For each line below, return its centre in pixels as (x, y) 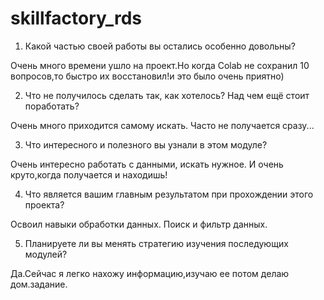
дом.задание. (39, 284)
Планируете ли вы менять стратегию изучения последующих (156, 243)
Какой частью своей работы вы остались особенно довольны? (160, 46)
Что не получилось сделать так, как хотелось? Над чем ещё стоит (167, 95)
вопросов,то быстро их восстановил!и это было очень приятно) (147, 76)
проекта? (44, 204)
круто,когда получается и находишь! (89, 174)
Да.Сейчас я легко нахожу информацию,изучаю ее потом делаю (150, 273)
